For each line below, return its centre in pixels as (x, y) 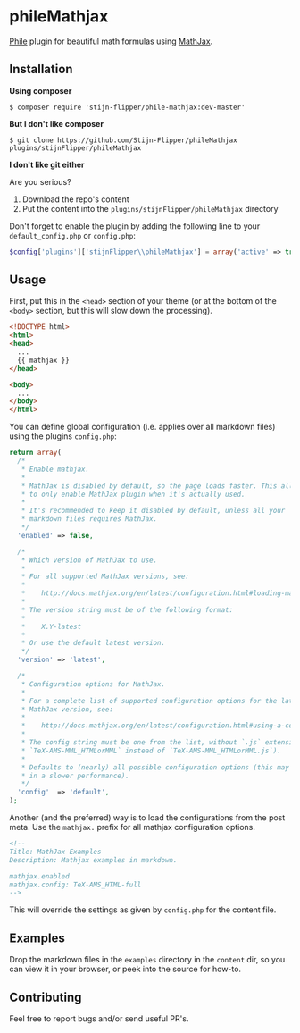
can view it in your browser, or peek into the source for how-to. (125, 969)
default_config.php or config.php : (73, 235)
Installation (41, 69)
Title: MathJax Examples (55, 852)
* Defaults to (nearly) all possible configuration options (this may (155, 767)
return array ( (36, 453)
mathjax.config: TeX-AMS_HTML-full (75, 885)
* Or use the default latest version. (93, 643)
